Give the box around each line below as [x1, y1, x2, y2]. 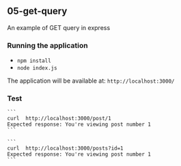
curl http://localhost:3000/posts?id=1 [7, 145, 124, 152]
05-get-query [7, 5, 68, 17]
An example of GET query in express [7, 23, 111, 31]
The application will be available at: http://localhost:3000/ [7, 77, 175, 85]
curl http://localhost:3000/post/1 [7, 115, 111, 122]
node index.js [16, 65, 57, 72]
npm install [16, 57, 51, 64]
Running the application [7, 40, 88, 50]
